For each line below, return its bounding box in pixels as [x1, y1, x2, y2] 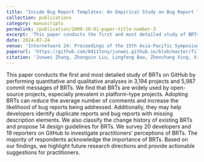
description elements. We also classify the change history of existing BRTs [6, 116, 193, 124]
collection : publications [6, 15, 72, 21]
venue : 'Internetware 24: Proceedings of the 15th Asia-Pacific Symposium [6, 43, 200, 49]
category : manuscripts [6, 20, 64, 26]
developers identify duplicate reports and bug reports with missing [6, 110, 173, 117]
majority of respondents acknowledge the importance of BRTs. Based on [6, 135, 188, 143]
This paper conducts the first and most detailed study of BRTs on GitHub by [6, 71, 196, 78]
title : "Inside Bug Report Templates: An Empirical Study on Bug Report [6, 9, 194, 15]
